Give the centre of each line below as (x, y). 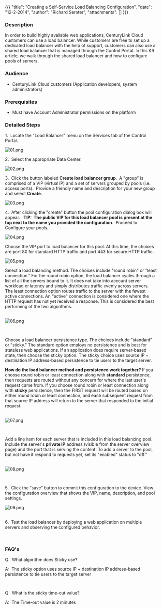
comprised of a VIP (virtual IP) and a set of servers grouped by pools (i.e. (78, 183)
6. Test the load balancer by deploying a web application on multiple (74, 522)
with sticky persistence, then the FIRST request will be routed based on (77, 390)
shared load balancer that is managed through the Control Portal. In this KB (80, 51)
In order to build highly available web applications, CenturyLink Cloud (74, 35)
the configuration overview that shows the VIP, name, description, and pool (80, 493)
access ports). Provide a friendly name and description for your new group (80, 188)
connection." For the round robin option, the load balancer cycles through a (80, 276)
